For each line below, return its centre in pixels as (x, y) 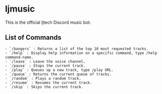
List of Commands (33, 38)
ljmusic (20, 9)
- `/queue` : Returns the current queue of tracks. (58, 74)
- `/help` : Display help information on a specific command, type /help (81, 53)
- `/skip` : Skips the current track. (44, 87)
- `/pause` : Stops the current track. (45, 66)
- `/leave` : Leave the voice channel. (45, 62)
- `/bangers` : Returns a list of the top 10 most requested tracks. (77, 49)
